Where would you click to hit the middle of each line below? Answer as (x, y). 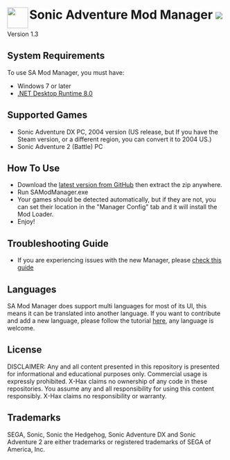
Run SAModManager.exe (53, 192)
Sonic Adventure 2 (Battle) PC (60, 146)
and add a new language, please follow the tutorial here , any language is (110, 321)
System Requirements (56, 56)
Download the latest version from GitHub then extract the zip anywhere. (120, 185)
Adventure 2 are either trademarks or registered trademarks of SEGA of (109, 442)
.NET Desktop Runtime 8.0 (55, 93)
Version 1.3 (23, 34)
